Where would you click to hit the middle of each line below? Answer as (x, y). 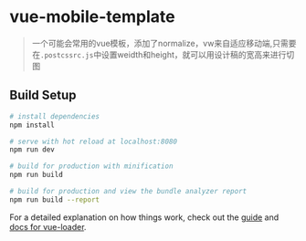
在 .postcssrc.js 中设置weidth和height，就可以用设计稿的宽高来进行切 (163, 54)
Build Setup (43, 95)
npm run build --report (55, 199)
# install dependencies (55, 116)
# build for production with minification (91, 166)
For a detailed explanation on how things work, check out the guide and (144, 217)
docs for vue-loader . (48, 226)
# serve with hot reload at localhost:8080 (94, 141)
